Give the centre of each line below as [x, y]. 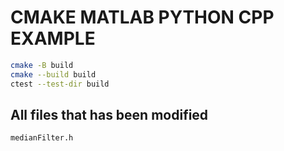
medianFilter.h [42, 138]
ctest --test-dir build [60, 84]
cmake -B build [42, 65]
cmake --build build [53, 74]
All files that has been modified [109, 114]
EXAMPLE [53, 38]
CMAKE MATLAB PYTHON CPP [142, 17]
